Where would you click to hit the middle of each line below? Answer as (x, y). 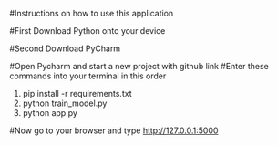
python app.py (50, 113)
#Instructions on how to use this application (92, 13)
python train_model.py (65, 103)
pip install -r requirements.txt (77, 93)
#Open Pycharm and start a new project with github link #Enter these (139, 66)
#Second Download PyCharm (65, 48)
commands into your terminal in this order (88, 76)
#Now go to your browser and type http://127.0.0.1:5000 (114, 130)
